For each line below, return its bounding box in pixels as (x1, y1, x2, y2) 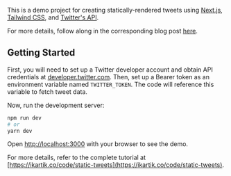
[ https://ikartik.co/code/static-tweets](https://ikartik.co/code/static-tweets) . (7, 161, 224, 169)
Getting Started (7, 47, 76, 58)
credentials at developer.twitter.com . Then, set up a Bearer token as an (7, 72, 210, 81)
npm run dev (7, 114, 42, 121)
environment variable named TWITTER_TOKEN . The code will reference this (7, 80, 214, 88)
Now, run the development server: (7, 101, 105, 109)
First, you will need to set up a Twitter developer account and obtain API (7, 65, 213, 74)
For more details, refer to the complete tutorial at (7, 153, 146, 162)
